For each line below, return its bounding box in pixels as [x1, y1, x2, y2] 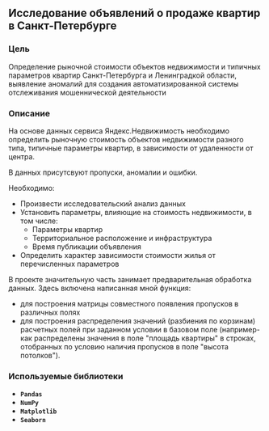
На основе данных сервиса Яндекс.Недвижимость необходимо [8, 125, 230, 136]
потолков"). [19, 350, 61, 360]
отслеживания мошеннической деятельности [8, 87, 167, 97]
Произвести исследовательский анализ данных [19, 198, 186, 209]
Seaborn [19, 416, 46, 425]
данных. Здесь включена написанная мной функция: [8, 283, 191, 293]
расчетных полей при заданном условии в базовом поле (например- [19, 324, 261, 334]
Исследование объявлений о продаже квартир [8, 6, 261, 20]
